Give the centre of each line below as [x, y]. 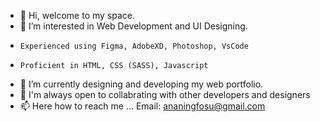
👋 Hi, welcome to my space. [77, 15]
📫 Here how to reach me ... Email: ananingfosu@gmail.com [142, 106]
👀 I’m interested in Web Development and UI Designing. [133, 26]
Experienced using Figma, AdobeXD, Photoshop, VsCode [134, 46]
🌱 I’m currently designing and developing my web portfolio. [141, 84]
